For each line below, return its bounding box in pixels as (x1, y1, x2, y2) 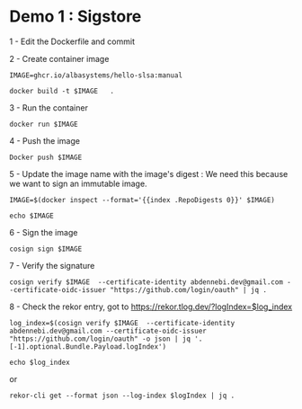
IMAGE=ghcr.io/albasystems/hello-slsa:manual (9, 70, 182, 80)
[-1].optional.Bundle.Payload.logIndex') (9, 342, 167, 351)
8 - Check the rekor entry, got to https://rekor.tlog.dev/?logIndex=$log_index (9, 301, 293, 312)
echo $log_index (9, 358, 70, 367)
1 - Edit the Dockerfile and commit (9, 36, 135, 47)
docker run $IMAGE (9, 120, 78, 129)
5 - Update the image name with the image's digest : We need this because (9, 168, 289, 179)
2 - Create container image (9, 53, 110, 64)
